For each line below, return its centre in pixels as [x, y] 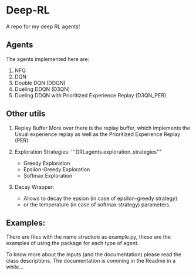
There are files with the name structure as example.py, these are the [89, 237]
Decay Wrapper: [34, 187]
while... [15, 267]
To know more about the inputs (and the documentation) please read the [94, 254]
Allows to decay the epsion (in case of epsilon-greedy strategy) [100, 198]
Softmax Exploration [48, 175]
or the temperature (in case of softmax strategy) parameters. [97, 204]
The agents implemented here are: [48, 59]
